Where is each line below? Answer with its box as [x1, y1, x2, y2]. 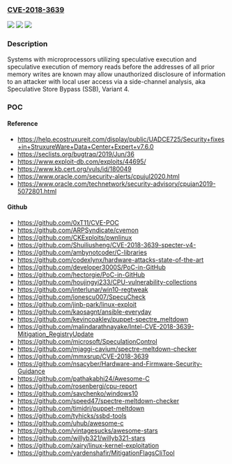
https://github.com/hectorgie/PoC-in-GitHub [17, 270, 145, 279]
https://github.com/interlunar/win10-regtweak [17, 285, 148, 293]
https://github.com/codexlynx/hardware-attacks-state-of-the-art [17, 255, 204, 263]
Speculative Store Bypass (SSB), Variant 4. [7, 85, 130, 93]
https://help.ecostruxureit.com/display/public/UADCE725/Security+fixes [17, 135, 225, 143]
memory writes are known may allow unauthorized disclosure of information [7, 70, 226, 78]
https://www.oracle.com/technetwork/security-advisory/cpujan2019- [17, 180, 216, 188]
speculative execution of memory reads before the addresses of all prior [7, 62, 215, 71]
